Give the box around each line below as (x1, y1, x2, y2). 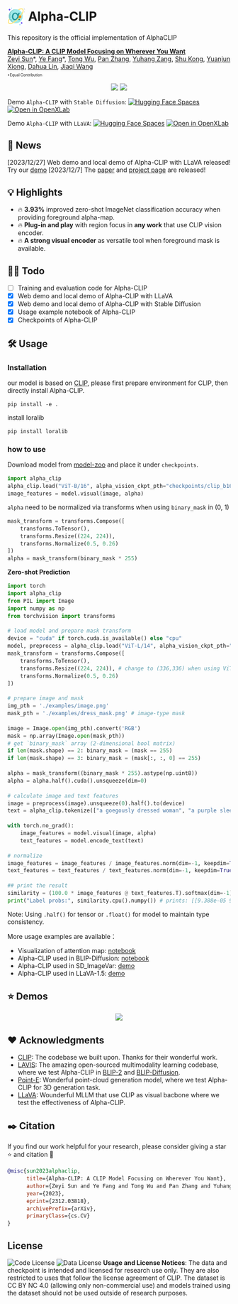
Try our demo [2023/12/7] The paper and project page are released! (7, 165, 206, 174)
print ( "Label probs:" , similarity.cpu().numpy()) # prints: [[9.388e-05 (7, 897, 227, 904)
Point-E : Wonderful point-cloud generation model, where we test (17, 1076, 207, 1085)
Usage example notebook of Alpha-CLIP (17, 308, 136, 316)
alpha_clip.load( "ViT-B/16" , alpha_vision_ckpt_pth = (7, 483, 166, 490)
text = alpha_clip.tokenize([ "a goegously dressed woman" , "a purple (7, 807, 217, 815)
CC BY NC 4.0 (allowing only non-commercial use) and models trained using (7, 1281, 231, 1290)
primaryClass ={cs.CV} (25, 1212, 91, 1219)
